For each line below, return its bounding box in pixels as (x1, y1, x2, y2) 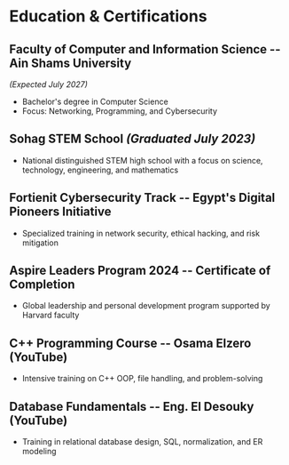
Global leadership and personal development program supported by (21, 301, 270, 311)
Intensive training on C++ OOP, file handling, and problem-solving (21, 373, 263, 384)
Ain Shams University (9, 55, 132, 70)
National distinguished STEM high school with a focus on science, (21, 155, 263, 165)
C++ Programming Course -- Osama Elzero (9, 335, 252, 350)
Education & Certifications (9, 6, 207, 27)
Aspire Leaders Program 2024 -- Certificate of (9, 263, 271, 278)
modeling (21, 446, 57, 457)
